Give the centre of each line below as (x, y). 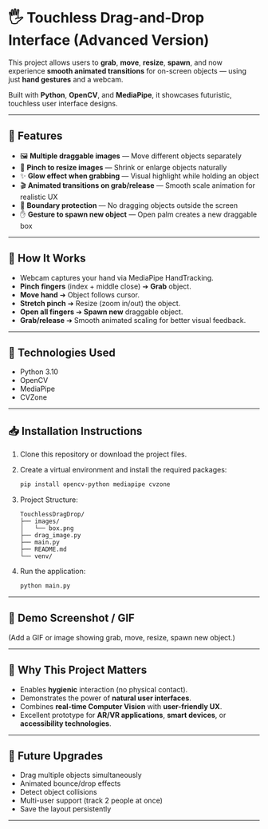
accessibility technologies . (65, 723)
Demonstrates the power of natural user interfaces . (105, 698)
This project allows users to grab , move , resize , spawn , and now (116, 62)
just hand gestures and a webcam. (66, 79)
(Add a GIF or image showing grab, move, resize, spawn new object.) (122, 637)
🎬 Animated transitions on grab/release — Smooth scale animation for (138, 185)
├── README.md (43, 550)
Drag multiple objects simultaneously (81, 775)
